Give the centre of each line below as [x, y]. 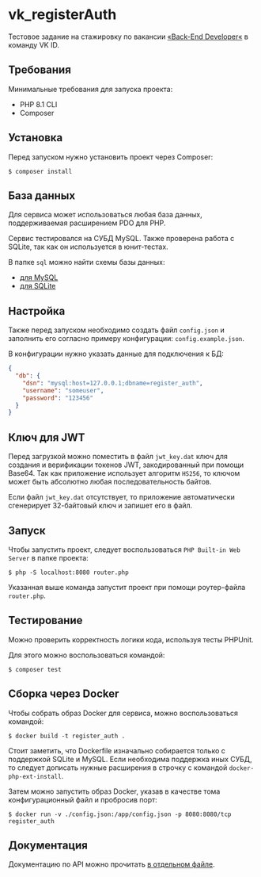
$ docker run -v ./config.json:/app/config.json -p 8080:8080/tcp [120, 814]
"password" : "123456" [58, 398]
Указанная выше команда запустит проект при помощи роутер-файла [127, 587]
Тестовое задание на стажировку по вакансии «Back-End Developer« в [129, 36]
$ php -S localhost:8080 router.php [68, 573]
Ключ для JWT [47, 437]
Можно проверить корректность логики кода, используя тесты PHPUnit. [131, 639]
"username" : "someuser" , [63, 390]
